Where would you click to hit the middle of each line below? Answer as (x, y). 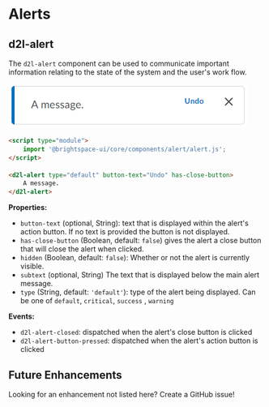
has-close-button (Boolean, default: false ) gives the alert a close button (141, 241)
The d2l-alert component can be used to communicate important (119, 63)
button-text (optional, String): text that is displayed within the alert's (134, 223)
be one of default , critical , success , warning (97, 301)
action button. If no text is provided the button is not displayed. (125, 232)
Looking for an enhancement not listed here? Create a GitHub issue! (122, 394)
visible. (32, 266)
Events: (21, 316)
